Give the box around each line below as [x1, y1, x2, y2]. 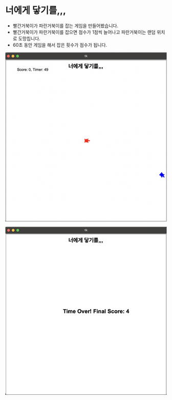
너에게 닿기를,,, [5, 5, 67, 16]
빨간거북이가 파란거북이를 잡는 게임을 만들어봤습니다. [12, 23, 119, 29]
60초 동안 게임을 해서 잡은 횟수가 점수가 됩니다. [12, 42, 107, 48]
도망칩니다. [18, 35, 41, 42]
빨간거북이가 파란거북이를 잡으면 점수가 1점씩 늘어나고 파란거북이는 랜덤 [12, 29, 156, 35]
